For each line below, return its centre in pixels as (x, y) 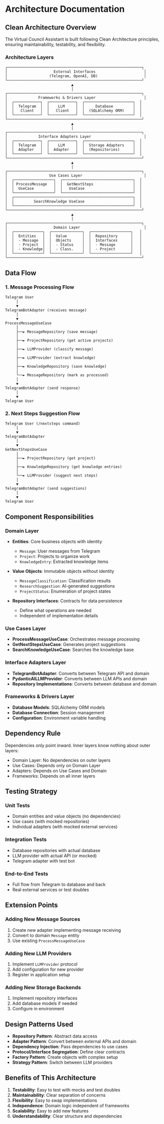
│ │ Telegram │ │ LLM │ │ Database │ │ (73, 107)
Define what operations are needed (56, 610)
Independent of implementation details (59, 615)
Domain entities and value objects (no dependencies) (66, 816)
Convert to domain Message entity (46, 935)
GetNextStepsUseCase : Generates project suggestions (69, 645)
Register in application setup (41, 974)
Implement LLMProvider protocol (45, 964)
